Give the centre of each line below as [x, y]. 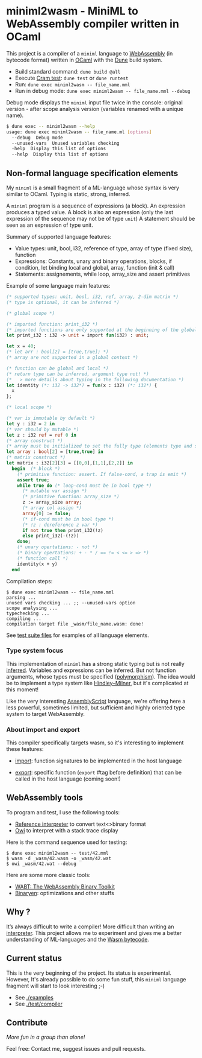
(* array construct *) [35, 441]
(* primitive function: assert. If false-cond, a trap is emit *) [102, 474]
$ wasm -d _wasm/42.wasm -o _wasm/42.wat [59, 858]
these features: [25, 749]
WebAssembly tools [44, 798]
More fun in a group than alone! [46, 1037]
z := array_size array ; [52, 502]
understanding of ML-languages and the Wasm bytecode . [78, 939]
